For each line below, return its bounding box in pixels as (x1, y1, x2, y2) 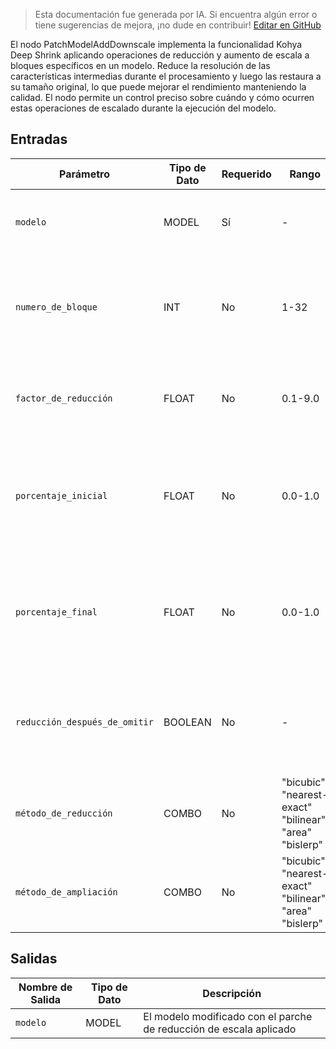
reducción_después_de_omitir (15, 716, 154, 728)
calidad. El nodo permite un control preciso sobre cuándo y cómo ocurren (10, 92, 315, 103)
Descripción (202, 986, 262, 1000)
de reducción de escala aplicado (143, 1022, 297, 1036)
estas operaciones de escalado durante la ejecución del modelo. (10, 102, 277, 114)
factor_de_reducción (15, 392, 113, 404)
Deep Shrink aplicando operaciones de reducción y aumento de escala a (10, 49, 310, 61)
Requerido (221, 167, 272, 181)
